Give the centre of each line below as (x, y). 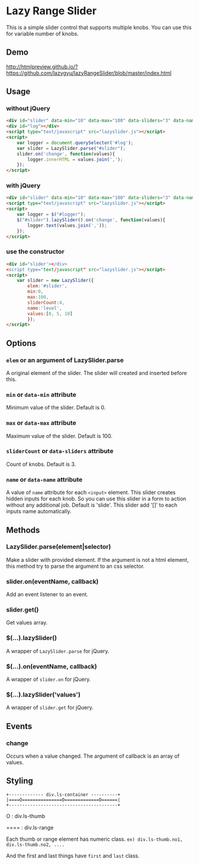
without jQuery (28, 109)
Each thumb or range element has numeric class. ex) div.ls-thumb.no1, (94, 839)
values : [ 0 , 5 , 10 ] (50, 314)
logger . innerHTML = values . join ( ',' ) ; (75, 159)
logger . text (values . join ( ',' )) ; (68, 225)
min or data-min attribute (41, 395)
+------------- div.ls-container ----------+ (63, 794)
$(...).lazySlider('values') (44, 694)
